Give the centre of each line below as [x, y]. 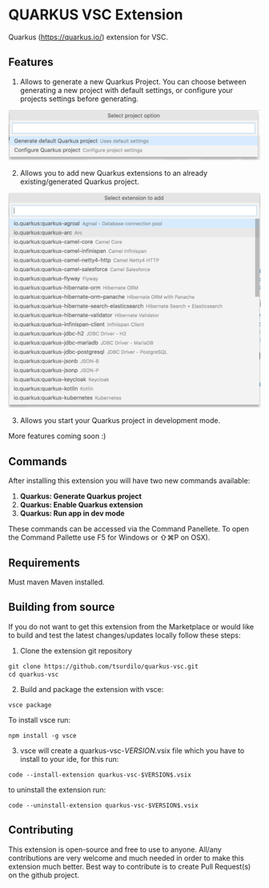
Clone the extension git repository [76, 650]
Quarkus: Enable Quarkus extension [81, 505]
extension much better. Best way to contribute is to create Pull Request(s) [130, 866]
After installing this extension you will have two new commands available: [129, 481]
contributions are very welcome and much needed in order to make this [126, 857]
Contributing [41, 830]
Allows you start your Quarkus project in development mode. [120, 421]
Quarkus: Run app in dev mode [72, 513]
